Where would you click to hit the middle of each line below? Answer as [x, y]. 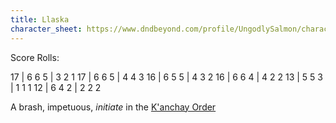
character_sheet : [46, 29]
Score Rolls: [35, 57]
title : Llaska [40, 19]
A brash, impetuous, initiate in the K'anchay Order [113, 107]
